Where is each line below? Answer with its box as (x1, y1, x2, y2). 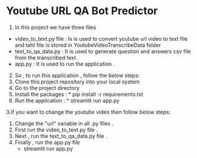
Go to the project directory (14, 84, 80, 91)
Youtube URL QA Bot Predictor (6, 4, 158, 18)
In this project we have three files (14, 24, 97, 31)
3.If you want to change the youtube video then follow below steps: (6, 108, 171, 115)
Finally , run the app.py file (14, 138, 80, 146)
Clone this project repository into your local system (14, 78, 140, 85)
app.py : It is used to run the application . (14, 60, 115, 67)
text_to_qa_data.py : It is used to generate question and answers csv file (14, 47, 191, 54)
